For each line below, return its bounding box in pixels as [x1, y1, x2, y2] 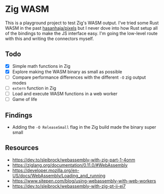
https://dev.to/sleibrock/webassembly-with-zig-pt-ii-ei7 [12, 183, 126, 189]
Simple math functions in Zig [12, 63, 70, 69]
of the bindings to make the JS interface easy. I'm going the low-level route [5, 30, 158, 36]
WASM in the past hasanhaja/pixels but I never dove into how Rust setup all [5, 25, 158, 31]
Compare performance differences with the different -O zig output [12, 74, 146, 80]
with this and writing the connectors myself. [5, 36, 94, 42]
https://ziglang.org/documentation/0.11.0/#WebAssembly [12, 162, 128, 168]
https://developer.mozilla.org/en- [12, 167, 80, 173]
